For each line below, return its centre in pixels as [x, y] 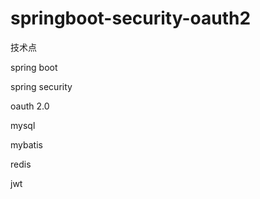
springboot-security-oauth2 [131, 18]
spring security [41, 86]
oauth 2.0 [30, 106]
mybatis [26, 144]
